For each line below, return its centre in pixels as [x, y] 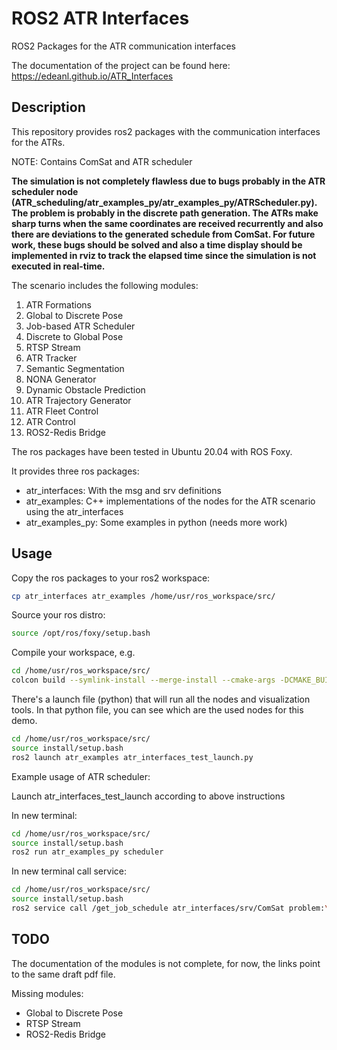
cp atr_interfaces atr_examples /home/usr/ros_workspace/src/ [143, 596]
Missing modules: [47, 993]
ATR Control [50, 421]
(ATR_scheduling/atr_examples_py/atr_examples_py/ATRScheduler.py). [164, 202]
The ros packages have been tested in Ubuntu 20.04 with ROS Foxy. [152, 451]
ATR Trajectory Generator [78, 400]
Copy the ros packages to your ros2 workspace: [111, 578]
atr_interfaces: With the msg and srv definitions [123, 490]
